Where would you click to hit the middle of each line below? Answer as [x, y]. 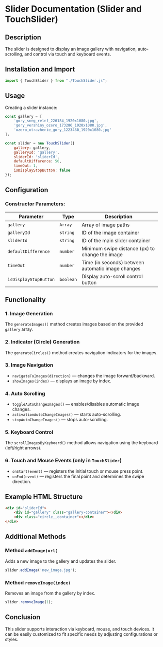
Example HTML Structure [44, 497]
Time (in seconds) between [113, 262]
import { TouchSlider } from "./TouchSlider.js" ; [56, 81]
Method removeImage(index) [38, 582]
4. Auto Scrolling [25, 394]
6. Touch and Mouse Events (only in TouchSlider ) [64, 461]
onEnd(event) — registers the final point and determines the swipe [78, 476]
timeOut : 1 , [26, 166]
